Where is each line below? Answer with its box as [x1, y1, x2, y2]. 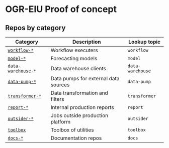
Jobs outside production [50, 112, 109, 119]
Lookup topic [128, 39, 161, 45]
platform [50, 118, 71, 125]
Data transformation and [50, 89, 108, 96]
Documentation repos [50, 134, 102, 141]
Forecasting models [50, 55, 98, 62]
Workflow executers [50, 47, 98, 54]
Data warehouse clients [50, 65, 107, 72]
